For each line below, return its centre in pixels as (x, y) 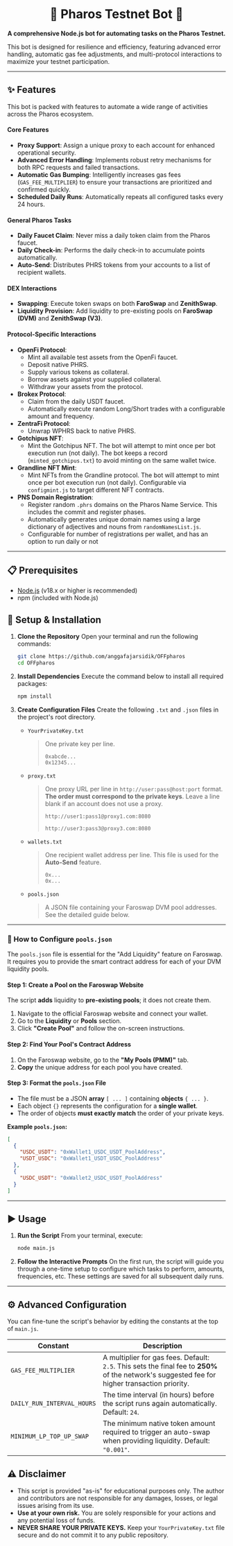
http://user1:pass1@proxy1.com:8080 (98, 816)
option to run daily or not (63, 541)
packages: (32, 683)
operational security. (46, 153)
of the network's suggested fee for (159, 1375)
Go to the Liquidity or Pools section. (69, 1021)
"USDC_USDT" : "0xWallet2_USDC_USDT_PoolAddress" (91, 1178)
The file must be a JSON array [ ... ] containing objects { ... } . (113, 1098)
